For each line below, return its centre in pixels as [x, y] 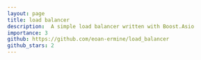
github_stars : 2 [31, 46]
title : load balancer [39, 20]
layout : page [26, 13]
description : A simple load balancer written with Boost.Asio [101, 26]
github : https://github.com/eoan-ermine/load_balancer [88, 39]
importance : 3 [28, 33]
